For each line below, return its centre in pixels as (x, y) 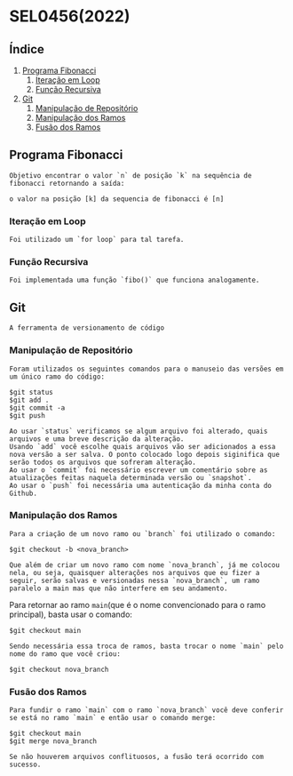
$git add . (29, 400)
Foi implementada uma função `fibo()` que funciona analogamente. (135, 280)
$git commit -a (37, 408)
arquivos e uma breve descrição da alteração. (97, 439)
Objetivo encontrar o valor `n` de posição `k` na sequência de (131, 175)
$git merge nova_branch (53, 741)
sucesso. (25, 765)
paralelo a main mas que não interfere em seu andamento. (119, 588)
